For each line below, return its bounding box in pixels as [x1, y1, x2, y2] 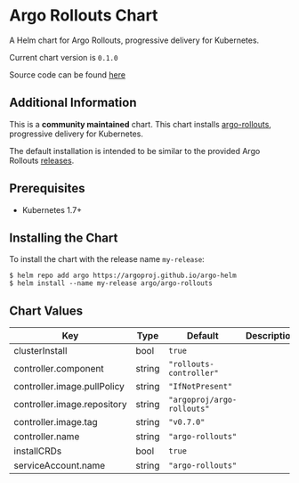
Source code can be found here [9, 69, 126, 80]
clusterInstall [13, 345, 68, 357]
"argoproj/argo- [168, 395, 238, 405]
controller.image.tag [13, 416, 98, 429]
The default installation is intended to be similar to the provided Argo [9, 145, 261, 156]
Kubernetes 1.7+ [21, 204, 83, 215]
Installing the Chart [9, 230, 118, 245]
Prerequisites [9, 181, 85, 196]
